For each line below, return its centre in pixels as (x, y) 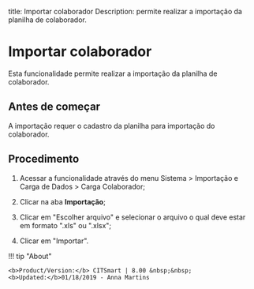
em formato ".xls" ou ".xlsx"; (65, 225)
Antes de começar (54, 107)
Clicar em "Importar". (54, 241)
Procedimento (44, 159)
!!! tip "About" (30, 256)
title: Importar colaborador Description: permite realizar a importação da (125, 11)
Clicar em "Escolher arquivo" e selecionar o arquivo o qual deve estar (133, 217)
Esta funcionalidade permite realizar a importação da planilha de (113, 73)
